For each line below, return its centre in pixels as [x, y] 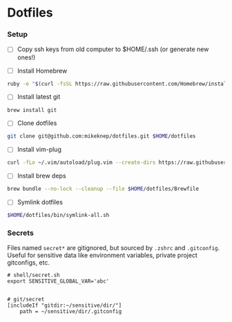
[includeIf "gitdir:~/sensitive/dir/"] [65, 305]
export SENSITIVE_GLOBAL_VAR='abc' [58, 281]
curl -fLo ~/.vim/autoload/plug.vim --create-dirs [81, 163]
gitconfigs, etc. [29, 263]
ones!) [26, 57]
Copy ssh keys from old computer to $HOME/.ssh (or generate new [113, 49]
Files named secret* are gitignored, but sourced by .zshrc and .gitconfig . [114, 248]
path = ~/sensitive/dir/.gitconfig [71, 312]
